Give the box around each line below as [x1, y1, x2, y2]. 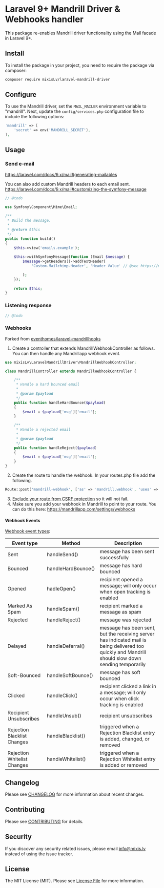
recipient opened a [100, 576, 143, 583]
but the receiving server [100, 631, 155, 637]
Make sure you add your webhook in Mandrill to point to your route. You [12, 501, 157, 507]
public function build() [5, 236, 56, 241]
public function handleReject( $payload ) [14, 445, 97, 450]
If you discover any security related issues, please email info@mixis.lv [5, 846, 146, 851]
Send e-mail [5, 160, 35, 167]
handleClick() [47, 692, 78, 699]
